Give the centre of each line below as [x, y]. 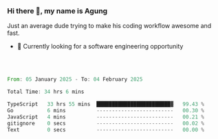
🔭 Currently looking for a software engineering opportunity [100, 47]
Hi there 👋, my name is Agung [57, 11]
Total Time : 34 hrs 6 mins [46, 92]
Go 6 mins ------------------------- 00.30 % [106, 110]
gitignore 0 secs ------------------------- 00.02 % [106, 123]
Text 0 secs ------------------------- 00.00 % [106, 129]
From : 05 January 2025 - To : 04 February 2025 [75, 79]
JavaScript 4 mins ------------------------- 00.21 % [106, 117]
